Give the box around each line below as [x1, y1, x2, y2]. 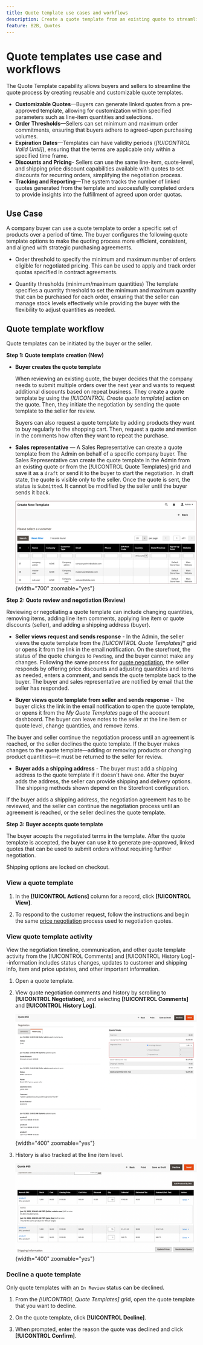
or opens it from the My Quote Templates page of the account [14, 709, 170, 716]
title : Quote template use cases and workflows [6, 10, 129, 16]
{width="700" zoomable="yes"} [14, 585, 95, 592]
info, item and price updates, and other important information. [6, 965, 160, 973]
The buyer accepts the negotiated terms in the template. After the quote [6, 832, 185, 840]
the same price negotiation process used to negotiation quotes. [14, 917, 173, 925]
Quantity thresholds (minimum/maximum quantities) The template [14, 280, 179, 288]
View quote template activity [6, 932, 93, 940]
